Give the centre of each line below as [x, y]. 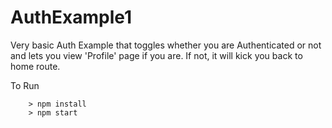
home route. [35, 66]
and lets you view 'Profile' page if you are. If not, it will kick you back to [156, 55]
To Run [25, 85]
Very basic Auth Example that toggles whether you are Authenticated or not [166, 45]
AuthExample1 [71, 17]
